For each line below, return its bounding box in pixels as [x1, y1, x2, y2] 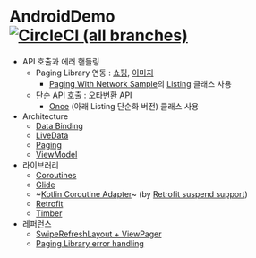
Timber [35, 208, 63, 219]
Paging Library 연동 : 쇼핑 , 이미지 [35, 67, 154, 78]
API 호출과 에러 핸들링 [21, 56, 100, 66]
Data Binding [35, 120, 83, 131]
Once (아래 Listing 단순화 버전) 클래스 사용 [48, 100, 200, 111]
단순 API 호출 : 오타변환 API [35, 90, 132, 100]
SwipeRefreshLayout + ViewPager [35, 228, 162, 239]
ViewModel [35, 149, 78, 159]
